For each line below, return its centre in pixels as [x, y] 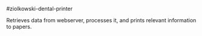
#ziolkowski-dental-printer [39, 9]
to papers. [19, 27]
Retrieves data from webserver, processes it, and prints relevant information [101, 20]
